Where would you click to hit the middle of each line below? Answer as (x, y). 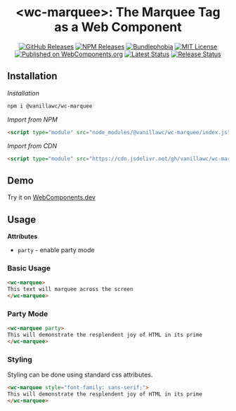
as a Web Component (118, 27)
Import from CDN (32, 145)
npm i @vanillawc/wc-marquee (50, 106)
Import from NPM (33, 119)
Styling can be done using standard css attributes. (80, 375)
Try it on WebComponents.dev (52, 197)
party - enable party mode (56, 250)
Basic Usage (29, 268)
